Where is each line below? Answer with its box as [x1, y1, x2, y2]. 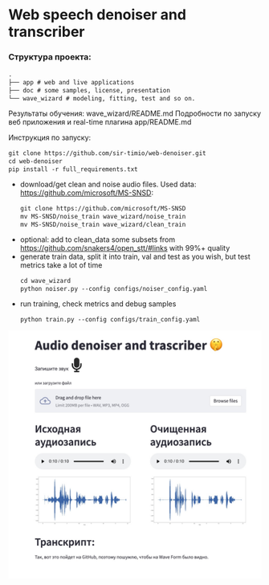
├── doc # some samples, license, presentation [8, 87, 171, 95]
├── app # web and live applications [8, 79, 135, 87]
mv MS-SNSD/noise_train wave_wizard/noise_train [19, 213, 186, 221]
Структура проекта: [8, 51, 92, 63]
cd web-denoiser [8, 157, 63, 166]
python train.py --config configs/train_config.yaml [19, 316, 201, 324]
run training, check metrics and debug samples [19, 299, 177, 309]
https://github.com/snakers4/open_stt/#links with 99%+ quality [19, 243, 230, 253]
